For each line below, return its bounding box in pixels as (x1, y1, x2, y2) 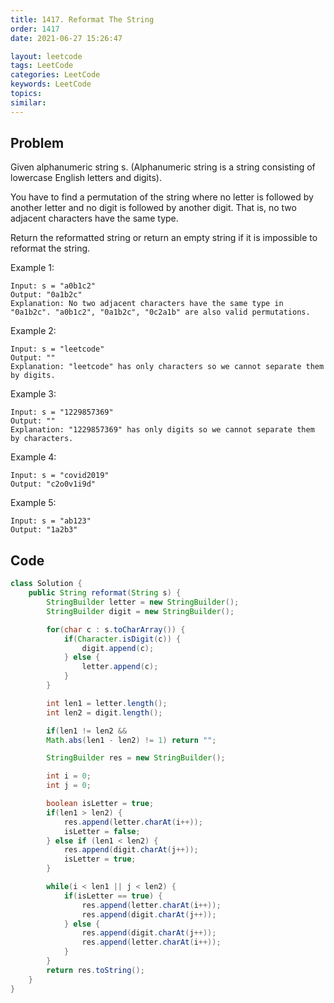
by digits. (10, 371, 56, 381)
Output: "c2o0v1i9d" (10, 479, 97, 490)
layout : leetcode (10, 51, 83, 61)
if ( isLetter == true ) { (63, 891, 163, 901)
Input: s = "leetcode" (10, 344, 105, 355)
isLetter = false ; (63, 826, 141, 836)
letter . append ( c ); (81, 662, 159, 672)
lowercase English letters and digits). (10, 172, 162, 184)
